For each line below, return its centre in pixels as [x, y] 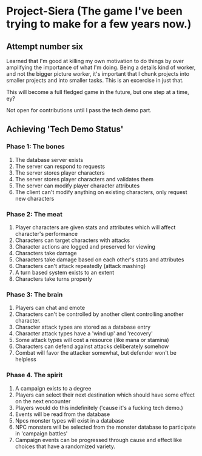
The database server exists [49, 159]
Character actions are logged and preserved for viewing [85, 246]
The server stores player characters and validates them [84, 179]
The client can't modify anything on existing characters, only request [101, 192]
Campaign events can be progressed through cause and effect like [99, 440]
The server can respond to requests [60, 166]
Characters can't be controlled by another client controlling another [99, 314]
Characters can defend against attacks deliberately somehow [92, 346]
